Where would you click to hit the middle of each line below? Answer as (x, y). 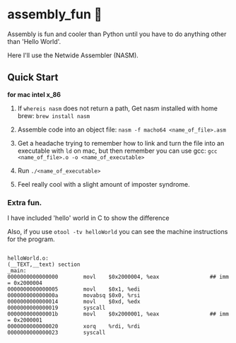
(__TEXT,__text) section (44, 264)
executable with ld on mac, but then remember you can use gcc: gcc (117, 151)
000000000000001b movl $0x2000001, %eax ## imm (118, 314)
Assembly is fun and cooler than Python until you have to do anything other (117, 34)
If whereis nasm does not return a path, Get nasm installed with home (117, 108)
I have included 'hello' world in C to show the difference (88, 218)
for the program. (31, 239)
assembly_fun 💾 (55, 14)
